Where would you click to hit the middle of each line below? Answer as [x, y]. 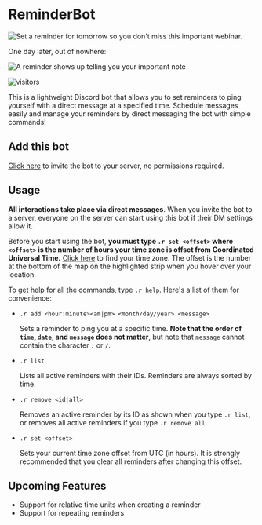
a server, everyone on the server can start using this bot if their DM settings [131, 217]
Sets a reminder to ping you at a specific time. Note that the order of [131, 328]
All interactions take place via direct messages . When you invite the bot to [130, 209]
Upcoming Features [57, 485]
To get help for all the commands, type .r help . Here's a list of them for [124, 290]
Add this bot [38, 147]
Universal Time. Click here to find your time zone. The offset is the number [130, 257]
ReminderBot [52, 15]
